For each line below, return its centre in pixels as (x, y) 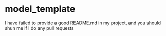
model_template (40, 9)
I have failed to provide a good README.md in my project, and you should (83, 23)
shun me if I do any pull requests (39, 28)
